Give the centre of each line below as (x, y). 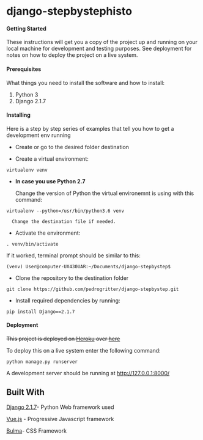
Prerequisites (24, 69)
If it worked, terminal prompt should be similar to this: (73, 255)
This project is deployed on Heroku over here (63, 339)
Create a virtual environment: (52, 159)
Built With (25, 392)
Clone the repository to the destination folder (72, 278)
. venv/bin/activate (33, 244)
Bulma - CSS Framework (37, 431)
